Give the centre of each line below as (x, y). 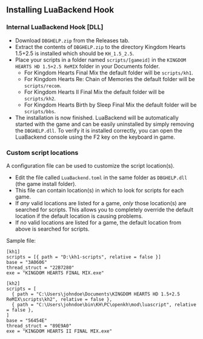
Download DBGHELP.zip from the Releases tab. (72, 40)
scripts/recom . (43, 85)
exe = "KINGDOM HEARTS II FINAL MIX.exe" (59, 331)
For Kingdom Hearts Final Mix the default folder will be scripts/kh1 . (108, 73)
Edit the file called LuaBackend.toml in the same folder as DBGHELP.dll (101, 177)
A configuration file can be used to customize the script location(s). (90, 165)
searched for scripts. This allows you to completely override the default (104, 209)
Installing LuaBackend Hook (60, 10)
